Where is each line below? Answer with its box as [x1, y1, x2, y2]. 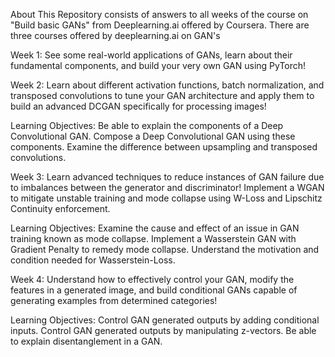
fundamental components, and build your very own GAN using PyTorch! [10, 60, 307, 71]
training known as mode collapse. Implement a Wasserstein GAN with [10, 233, 297, 244]
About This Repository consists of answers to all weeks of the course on [10, 9, 309, 20]
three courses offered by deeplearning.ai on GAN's [10, 30, 221, 41]
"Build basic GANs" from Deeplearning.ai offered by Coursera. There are [10, 19, 310, 31]
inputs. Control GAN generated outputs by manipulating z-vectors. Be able [10, 325, 317, 336]
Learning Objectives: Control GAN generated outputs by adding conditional [10, 314, 320, 326]
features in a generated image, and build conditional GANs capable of [10, 284, 298, 296]
